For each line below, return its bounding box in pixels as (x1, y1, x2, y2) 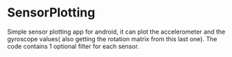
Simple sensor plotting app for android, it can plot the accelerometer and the (7, 27, 226, 36)
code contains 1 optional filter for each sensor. (7, 42, 140, 50)
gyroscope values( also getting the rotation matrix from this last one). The (7, 34, 217, 43)
